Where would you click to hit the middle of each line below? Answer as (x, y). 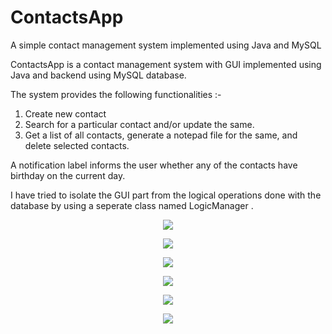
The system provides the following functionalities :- (116, 94)
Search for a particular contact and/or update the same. (139, 124)
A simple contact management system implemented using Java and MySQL (166, 45)
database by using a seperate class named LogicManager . (132, 205)
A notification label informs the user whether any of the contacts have (154, 165)
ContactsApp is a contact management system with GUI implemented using (166, 64)
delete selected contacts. (77, 145)
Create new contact (65, 113)
